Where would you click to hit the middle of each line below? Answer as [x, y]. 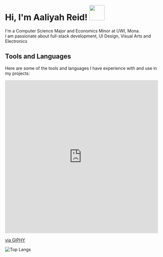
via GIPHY [15, 240]
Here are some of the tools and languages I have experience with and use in [81, 68]
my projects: [17, 73]
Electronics [16, 41]
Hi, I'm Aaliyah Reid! [46, 17]
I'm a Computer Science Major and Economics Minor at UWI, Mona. [73, 31]
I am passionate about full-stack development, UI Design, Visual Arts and [78, 36]
